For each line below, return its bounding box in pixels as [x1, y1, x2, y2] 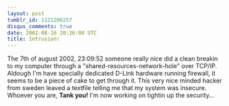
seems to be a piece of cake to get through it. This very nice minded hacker [7, 76, 223, 85]
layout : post [7, 10, 45, 17]
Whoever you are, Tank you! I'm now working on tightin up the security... [7, 91, 215, 100]
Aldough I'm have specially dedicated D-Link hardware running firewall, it [7, 70, 216, 78]
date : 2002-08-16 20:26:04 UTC [7, 29, 97, 36]
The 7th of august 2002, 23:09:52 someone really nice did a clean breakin [7, 54, 219, 63]
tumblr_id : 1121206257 [7, 17, 72, 23]
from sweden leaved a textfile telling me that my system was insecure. [7, 84, 207, 92]
